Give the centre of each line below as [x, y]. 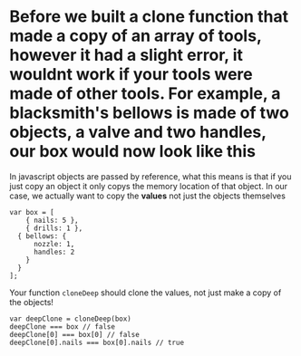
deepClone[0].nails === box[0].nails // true [97, 342]
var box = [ [32, 212]
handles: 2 [54, 252]
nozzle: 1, [54, 244]
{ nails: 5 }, [52, 220]
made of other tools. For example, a [145, 94]
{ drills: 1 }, [54, 228]
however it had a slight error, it [126, 55]
